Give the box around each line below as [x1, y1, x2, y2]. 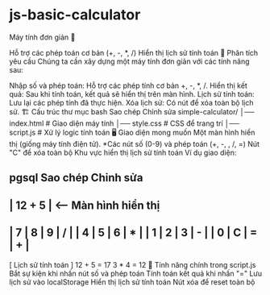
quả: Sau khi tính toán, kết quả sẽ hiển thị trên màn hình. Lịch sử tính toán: [9, 89, 255, 98]
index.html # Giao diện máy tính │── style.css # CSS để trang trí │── [9, 118, 240, 128]
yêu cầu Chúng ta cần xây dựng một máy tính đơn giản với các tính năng [9, 56, 250, 66]
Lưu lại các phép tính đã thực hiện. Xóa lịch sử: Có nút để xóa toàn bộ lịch [9, 98, 254, 107]
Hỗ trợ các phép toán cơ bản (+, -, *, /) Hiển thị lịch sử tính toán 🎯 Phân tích [9, 48, 259, 57]
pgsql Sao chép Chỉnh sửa [9, 171, 143, 185]
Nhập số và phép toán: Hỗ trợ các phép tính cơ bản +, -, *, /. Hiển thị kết [9, 81, 248, 90]
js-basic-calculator [9, 6, 141, 24]
